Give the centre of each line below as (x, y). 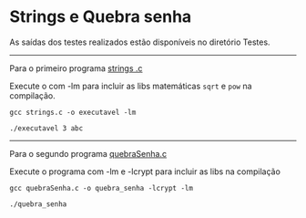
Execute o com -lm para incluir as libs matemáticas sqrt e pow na (131, 86)
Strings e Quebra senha (101, 17)
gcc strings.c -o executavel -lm (73, 112)
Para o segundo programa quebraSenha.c (88, 153)
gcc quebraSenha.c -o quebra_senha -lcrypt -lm (102, 188)
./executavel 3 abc (46, 128)
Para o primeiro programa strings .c (76, 68)
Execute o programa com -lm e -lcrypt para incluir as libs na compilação (145, 171)
